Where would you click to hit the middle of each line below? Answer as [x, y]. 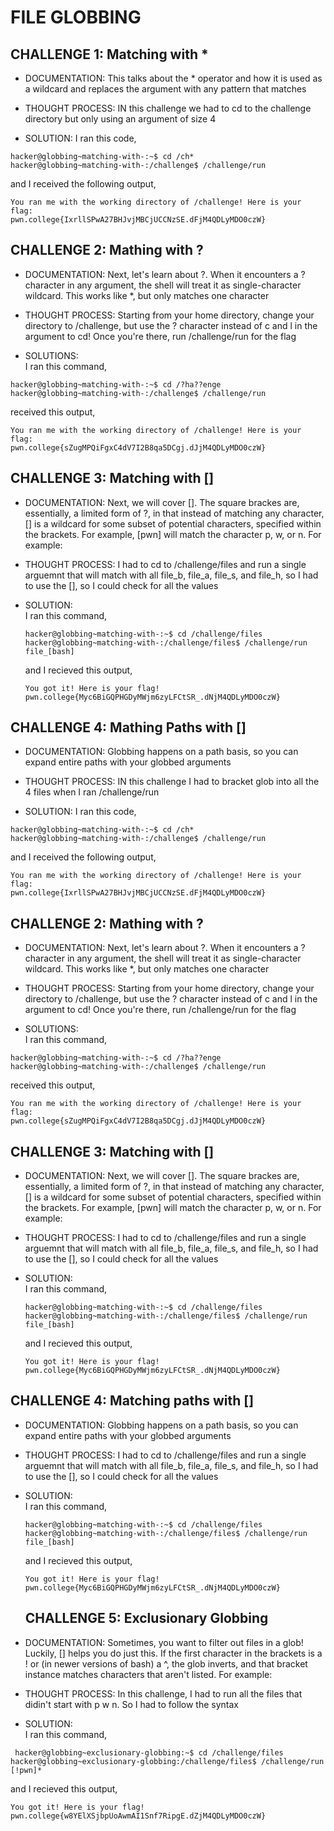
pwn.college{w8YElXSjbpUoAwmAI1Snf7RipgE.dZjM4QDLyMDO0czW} [138, 1816]
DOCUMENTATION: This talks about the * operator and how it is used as [173, 78]
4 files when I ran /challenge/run [92, 792]
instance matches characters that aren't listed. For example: [148, 1674]
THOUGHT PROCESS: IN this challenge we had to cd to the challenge [168, 108]
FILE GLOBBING [76, 17]
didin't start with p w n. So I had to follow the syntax [131, 1704]
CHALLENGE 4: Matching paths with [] [132, 1401]
